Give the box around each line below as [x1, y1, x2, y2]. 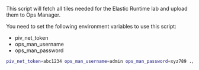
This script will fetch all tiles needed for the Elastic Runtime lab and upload [6, 5, 188, 12]
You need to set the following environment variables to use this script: [6, 23, 176, 30]
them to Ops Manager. [6, 11, 61, 18]
